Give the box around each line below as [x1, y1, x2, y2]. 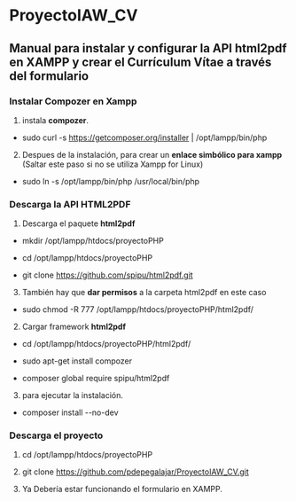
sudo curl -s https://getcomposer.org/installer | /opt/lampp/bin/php [21, 132, 268, 143]
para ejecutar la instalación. [21, 390, 124, 401]
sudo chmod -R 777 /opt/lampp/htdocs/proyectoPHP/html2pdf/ [21, 304, 254, 315]
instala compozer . [21, 114, 90, 125]
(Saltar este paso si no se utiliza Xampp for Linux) [21, 159, 204, 169]
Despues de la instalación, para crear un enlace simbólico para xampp [21, 149, 283, 160]
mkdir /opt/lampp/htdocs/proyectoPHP [21, 236, 164, 247]
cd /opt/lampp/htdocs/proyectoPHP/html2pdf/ [21, 339, 191, 349]
